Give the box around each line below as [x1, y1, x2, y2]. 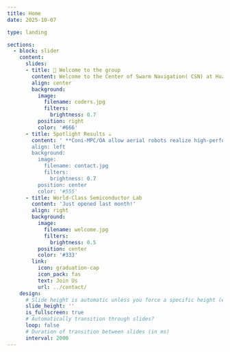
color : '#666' [37, 124, 78, 131]
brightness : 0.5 [50, 239, 97, 246]
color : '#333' [37, 252, 78, 259]
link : [31, 258, 48, 265]
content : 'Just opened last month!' [31, 200, 136, 208]
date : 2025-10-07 [7, 16, 57, 23]
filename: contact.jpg [43, 163, 109, 169]
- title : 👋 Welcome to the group [25, 67, 121, 73]
